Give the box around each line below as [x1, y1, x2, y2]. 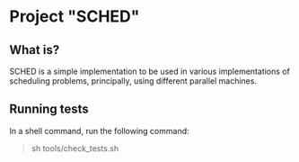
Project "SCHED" [9, 6, 140, 27]
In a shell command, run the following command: [9, 125, 190, 136]
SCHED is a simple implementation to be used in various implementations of [9, 66, 290, 76]
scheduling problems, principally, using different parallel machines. [9, 76, 258, 86]
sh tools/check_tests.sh [31, 142, 119, 154]
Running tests [9, 102, 90, 117]
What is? [9, 42, 60, 58]
